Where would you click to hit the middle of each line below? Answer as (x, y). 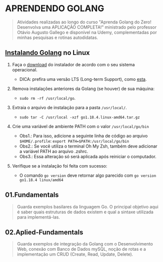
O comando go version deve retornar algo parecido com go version (88, 175)
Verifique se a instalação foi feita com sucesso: (60, 166)
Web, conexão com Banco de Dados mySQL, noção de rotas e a (81, 249)
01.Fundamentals (32, 195)
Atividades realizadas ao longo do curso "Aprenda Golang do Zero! (84, 22)
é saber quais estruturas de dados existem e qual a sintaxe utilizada (85, 212)
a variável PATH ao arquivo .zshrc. (54, 151)
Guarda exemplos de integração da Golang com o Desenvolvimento (85, 244)
